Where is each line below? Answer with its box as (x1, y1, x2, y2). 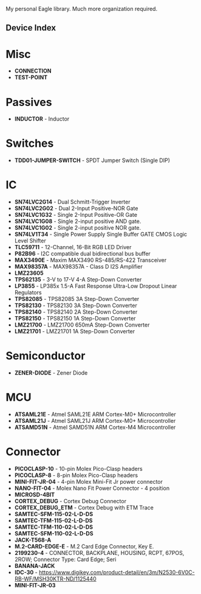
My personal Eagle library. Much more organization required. (5, 5, 158, 12)
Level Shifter (14, 237, 46, 244)
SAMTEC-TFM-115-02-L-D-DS (14, 517, 93, 524)
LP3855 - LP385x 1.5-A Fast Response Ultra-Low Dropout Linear (14, 283, 177, 290)
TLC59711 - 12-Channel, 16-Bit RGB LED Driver (14, 244, 132, 251)
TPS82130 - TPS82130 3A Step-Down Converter (14, 302, 137, 309)
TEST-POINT (14, 74, 48, 81)
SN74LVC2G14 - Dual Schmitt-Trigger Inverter (14, 198, 131, 206)
